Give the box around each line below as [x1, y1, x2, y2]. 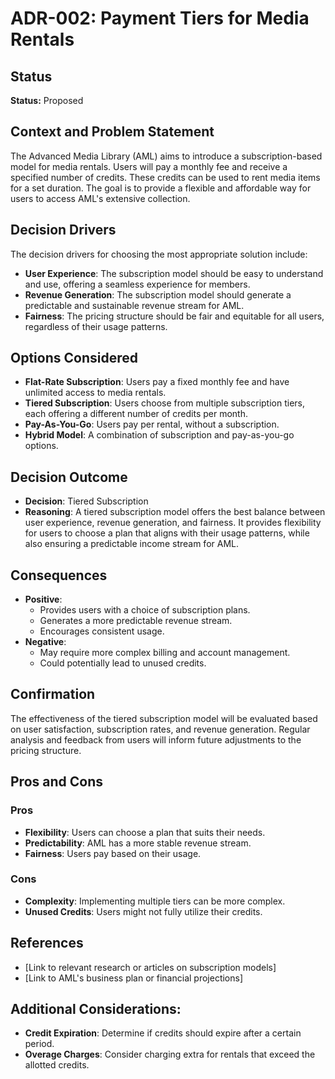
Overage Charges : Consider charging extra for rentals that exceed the [24, 1048, 316, 1061]
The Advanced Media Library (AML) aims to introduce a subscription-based [10, 150, 323, 162]
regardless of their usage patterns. [24, 320, 168, 332]
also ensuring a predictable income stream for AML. [24, 538, 239, 550]
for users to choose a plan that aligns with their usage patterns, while [24, 527, 310, 539]
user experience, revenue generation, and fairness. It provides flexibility [24, 517, 322, 529]
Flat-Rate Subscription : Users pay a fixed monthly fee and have [24, 376, 290, 388]
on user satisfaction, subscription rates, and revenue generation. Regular [10, 723, 311, 735]
